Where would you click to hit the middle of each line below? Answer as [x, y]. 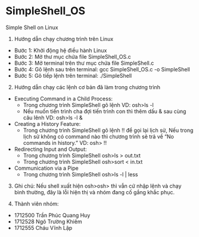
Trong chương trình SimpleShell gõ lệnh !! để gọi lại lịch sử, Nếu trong [108, 130]
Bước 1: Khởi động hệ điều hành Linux [60, 50]
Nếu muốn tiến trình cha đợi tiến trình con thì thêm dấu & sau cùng [105, 111]
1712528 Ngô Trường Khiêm [48, 222]
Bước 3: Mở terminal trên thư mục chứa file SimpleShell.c [84, 63]
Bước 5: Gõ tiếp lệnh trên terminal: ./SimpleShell [73, 75]
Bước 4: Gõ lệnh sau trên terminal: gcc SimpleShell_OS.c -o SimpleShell [102, 69]
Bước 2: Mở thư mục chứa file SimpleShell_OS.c [73, 56]
